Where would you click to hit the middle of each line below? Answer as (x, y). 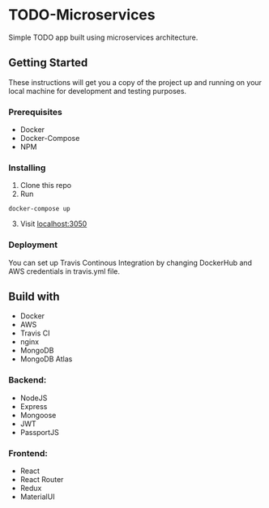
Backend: (28, 380)
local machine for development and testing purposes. (98, 91)
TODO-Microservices (82, 15)
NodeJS (34, 398)
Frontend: (28, 453)
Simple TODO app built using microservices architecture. (103, 37)
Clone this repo (45, 186)
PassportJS (39, 432)
